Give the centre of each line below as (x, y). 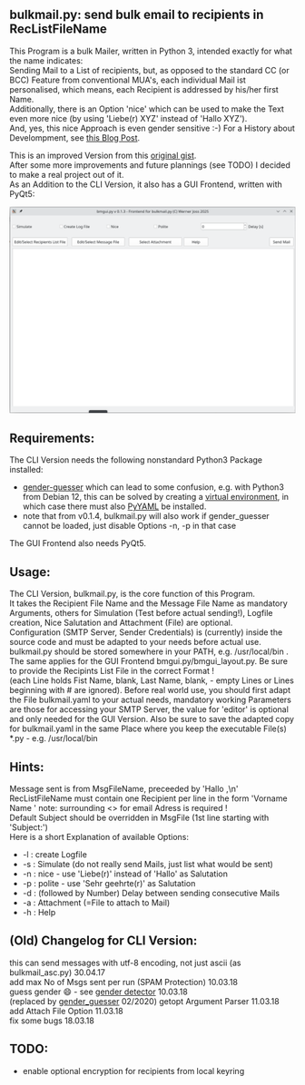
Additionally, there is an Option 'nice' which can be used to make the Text (147, 109)
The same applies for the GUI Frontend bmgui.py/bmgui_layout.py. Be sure (149, 661)
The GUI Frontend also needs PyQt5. (78, 543)
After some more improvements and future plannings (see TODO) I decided (150, 165)
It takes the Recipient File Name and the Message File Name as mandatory (148, 603)
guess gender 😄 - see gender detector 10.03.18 (98, 992)
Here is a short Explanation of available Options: (99, 836)
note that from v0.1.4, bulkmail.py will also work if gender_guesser (146, 516)
